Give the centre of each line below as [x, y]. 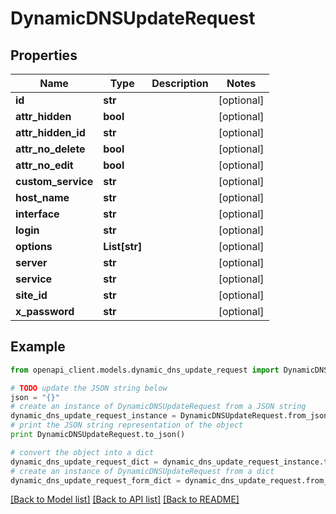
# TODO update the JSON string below [89, 388]
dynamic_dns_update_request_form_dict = [96, 480]
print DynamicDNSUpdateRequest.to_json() [98, 435]
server [31, 262]
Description [180, 83]
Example [38, 347]
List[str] [123, 246]
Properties [44, 55]
